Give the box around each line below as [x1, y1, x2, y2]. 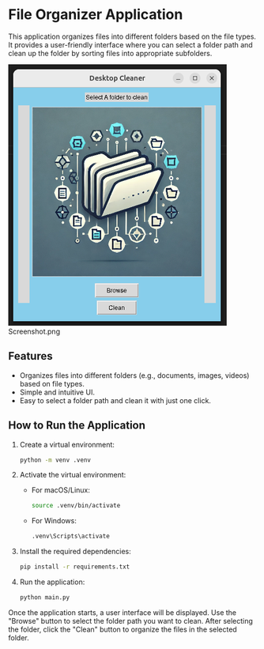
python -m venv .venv [19, 456, 91, 464]
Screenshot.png [8, 326, 61, 336]
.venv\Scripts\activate [31, 532, 111, 541]
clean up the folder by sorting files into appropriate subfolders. [8, 48, 213, 58]
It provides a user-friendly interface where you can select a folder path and [8, 40, 253, 49]
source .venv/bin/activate [31, 502, 121, 510]
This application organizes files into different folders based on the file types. [8, 32, 257, 41]
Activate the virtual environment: [19, 470, 126, 480]
